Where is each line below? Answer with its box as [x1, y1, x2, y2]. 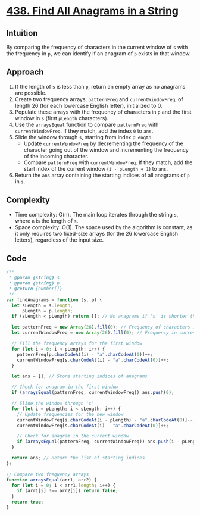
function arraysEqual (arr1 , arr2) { [6, 477, 97, 483]
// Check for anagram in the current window [17, 433, 129, 439]
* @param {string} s [8, 275, 60, 281]
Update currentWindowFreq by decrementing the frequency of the [23, 140, 183, 147]
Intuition [6, 28, 38, 38]
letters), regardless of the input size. [14, 236, 104, 243]
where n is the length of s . [14, 217, 79, 224]
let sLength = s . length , [11, 302, 73, 308]
